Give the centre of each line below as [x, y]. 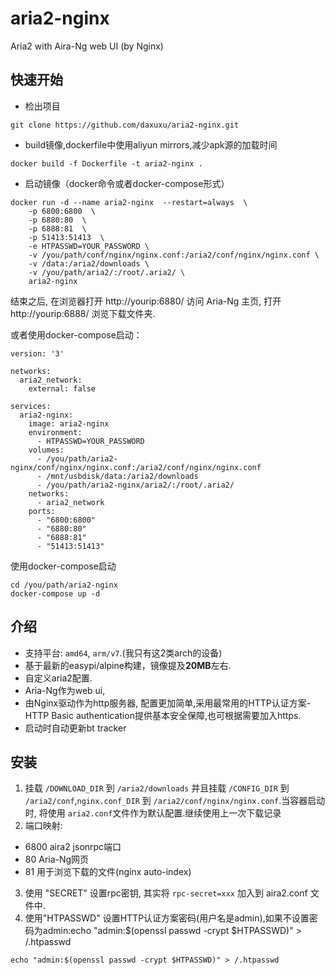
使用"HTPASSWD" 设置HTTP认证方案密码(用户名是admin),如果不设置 [167, 918]
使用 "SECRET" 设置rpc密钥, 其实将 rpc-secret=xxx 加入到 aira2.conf [166, 893]
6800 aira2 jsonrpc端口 [73, 847]
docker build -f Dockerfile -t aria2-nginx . [106, 163]
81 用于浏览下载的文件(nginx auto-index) [108, 872]
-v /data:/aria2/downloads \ [89, 263]
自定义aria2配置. [58, 678]
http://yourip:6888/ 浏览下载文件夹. [83, 313]
